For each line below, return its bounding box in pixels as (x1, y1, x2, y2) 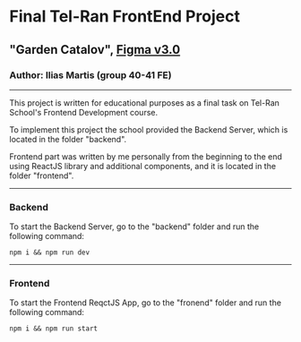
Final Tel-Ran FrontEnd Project (9, 6, 240, 27)
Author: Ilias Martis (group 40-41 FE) (9, 69, 172, 81)
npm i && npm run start (9, 324, 99, 333)
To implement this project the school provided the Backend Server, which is (9, 124, 288, 135)
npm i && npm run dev (9, 248, 90, 257)
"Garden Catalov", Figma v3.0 (9, 42, 181, 57)
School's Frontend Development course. (9, 107, 159, 117)
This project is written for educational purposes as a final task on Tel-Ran (9, 97, 280, 108)
